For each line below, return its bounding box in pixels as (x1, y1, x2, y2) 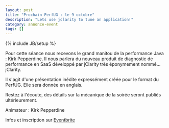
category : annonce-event (5, 21, 58, 27)
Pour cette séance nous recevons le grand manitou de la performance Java (5, 50, 164, 57)
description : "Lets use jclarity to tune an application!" (5, 17, 134, 22)
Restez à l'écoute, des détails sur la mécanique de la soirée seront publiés (5, 92, 161, 98)
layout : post (5, 7, 33, 13)
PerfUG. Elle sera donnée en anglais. (5, 82, 83, 88)
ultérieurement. (5, 97, 38, 104)
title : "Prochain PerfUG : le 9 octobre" (5, 12, 95, 17)
